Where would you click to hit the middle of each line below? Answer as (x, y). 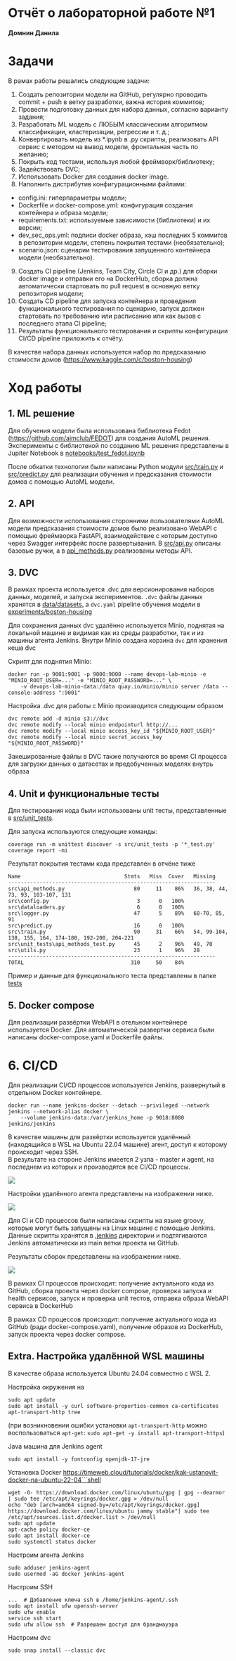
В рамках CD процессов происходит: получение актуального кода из (112, 1319)
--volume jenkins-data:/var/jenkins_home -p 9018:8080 (103, 1117)
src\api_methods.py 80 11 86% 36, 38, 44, (118, 889)
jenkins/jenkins (32, 1124)
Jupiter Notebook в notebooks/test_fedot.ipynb (77, 453)
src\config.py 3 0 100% (96, 902)
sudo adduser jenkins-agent (49, 1567)
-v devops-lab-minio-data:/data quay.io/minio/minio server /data (120, 687)
